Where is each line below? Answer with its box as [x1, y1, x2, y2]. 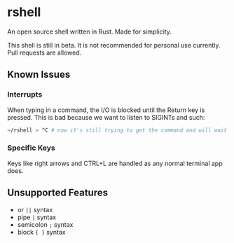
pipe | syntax [17, 213, 57, 221]
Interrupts [7, 90, 43, 99]
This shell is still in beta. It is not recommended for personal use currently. [7, 41, 221, 49]
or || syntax [17, 205, 53, 214]
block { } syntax [17, 228, 66, 236]
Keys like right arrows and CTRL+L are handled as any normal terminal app [7, 159, 223, 167]
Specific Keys [7, 143, 55, 153]
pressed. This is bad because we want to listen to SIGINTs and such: [7, 113, 205, 121]
